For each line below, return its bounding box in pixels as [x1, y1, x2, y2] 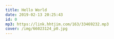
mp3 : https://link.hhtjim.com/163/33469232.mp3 [5, 21, 109, 27]
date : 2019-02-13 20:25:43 [5, 12, 63, 17]
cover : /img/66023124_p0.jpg [5, 26, 68, 31]
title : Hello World [5, 7, 47, 13]
